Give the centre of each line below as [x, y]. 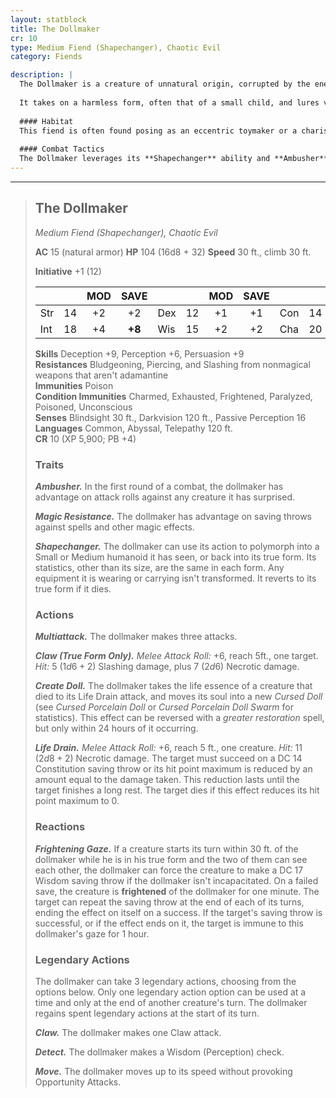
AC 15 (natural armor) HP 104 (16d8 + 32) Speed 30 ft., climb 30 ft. [173, 252]
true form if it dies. [73, 588]
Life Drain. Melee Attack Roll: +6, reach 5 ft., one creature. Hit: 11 [168, 748]
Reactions [60, 827]
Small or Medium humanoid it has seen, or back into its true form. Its [175, 557]
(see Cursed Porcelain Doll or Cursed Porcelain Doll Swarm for [164, 707]
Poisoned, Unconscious [83, 407]
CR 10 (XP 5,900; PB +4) [85, 438]
